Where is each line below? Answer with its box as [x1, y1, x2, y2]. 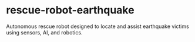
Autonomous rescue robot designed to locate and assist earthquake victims [6, 23, 189, 30]
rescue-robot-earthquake [6, 3, 135, 17]
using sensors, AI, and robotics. [6, 29, 83, 36]
